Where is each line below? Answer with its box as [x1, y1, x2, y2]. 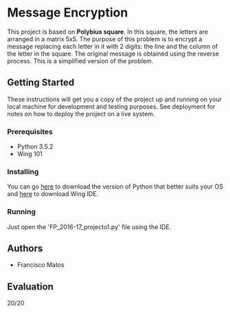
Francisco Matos [16, 261, 65, 269]
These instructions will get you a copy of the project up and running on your [7, 95, 222, 103]
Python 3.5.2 [16, 142, 54, 151]
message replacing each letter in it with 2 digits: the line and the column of [7, 42, 218, 50]
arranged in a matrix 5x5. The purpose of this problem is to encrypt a [7, 34, 203, 43]
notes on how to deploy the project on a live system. [7, 109, 155, 118]
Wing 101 [16, 150, 43, 158]
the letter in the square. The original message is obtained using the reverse [7, 50, 220, 58]
